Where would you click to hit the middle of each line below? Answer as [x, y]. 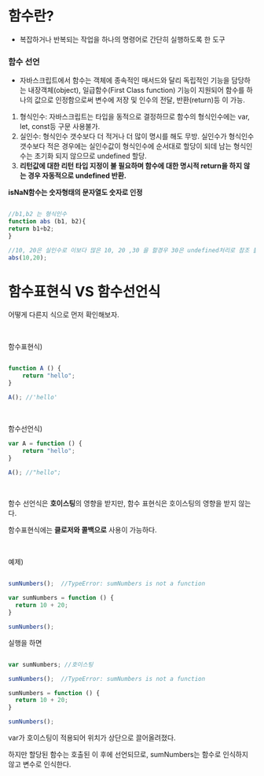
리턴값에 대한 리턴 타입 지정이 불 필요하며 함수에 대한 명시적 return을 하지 [130, 166]
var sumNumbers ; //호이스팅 [51, 664]
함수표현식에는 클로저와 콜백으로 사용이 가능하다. [82, 530]
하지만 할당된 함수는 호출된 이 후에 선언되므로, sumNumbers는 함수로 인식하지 [128, 755]
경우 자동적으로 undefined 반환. [77, 176]
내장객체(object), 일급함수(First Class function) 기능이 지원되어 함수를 [136, 90]
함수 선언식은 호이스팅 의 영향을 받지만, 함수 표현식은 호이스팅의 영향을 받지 [123, 503]
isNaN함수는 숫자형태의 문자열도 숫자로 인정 [75, 193]
